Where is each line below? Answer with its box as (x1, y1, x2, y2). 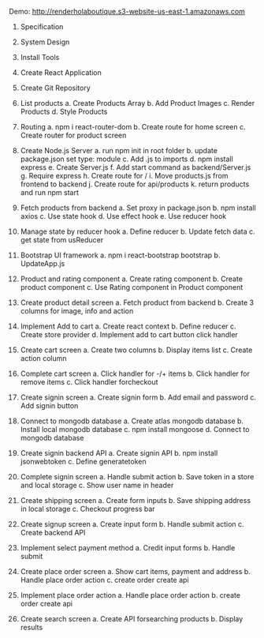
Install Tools (20, 53, 60, 62)
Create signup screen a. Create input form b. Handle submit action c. (20, 520, 244, 528)
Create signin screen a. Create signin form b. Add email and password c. (20, 392, 257, 402)
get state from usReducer (20, 235, 104, 244)
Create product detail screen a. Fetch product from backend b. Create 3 (20, 298, 255, 307)
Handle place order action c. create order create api (20, 576, 189, 584)
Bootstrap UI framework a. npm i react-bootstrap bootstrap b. (20, 250, 221, 260)
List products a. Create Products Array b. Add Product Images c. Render (20, 99, 255, 107)
